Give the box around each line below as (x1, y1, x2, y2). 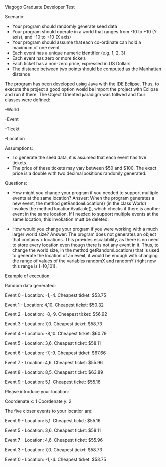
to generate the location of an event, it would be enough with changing (12, 253, 158, 258)
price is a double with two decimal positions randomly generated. (12, 170, 147, 176)
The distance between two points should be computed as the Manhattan (12, 66, 162, 72)
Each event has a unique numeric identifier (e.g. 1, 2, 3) (12, 50, 126, 56)
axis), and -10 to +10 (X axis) (12, 34, 71, 40)
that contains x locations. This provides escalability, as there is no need (12, 237, 159, 242)
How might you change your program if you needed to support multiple (12, 190, 159, 196)
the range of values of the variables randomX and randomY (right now (12, 258, 156, 264)
